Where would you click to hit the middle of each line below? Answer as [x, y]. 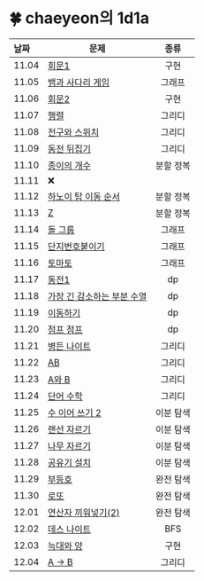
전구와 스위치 [73, 132]
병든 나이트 [69, 346]
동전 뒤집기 [69, 149]
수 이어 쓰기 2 [74, 412]
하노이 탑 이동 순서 [84, 196]
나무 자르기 [69, 446]
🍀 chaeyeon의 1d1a [79, 18]
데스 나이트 [69, 529]
